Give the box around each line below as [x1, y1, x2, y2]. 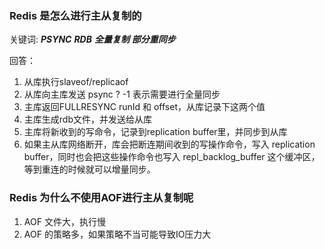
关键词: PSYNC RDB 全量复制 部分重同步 [9, 33, 176, 46]
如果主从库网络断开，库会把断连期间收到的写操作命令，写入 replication [23, 138, 316, 151]
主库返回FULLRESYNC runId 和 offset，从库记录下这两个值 [23, 101, 266, 113]
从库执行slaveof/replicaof [23, 76, 129, 88]
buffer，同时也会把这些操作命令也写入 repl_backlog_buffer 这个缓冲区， [23, 151, 321, 163]
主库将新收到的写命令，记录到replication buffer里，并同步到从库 [23, 126, 288, 138]
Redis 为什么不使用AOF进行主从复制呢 [9, 191, 194, 205]
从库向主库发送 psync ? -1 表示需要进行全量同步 [23, 88, 221, 101]
